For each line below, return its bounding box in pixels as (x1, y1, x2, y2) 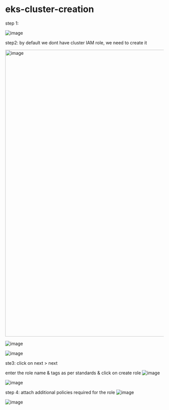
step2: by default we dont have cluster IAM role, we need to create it (5, 39, 147, 46)
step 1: (5, 20, 19, 26)
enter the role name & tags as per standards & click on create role (5, 370, 141, 376)
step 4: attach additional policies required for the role (5, 389, 116, 395)
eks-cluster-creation (5, 4, 94, 15)
